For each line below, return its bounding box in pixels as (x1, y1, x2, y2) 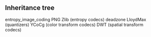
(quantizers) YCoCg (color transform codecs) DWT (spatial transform (5, 22, 144, 27)
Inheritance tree (5, 4, 55, 12)
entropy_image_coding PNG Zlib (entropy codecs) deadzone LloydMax (5, 16, 147, 22)
